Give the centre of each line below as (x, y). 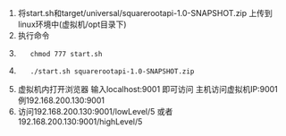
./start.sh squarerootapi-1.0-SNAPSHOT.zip (112, 72)
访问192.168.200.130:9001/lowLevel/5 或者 (95, 111)
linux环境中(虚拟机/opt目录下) (72, 24)
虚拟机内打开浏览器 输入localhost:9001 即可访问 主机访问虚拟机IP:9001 (148, 89)
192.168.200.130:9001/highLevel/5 (80, 122)
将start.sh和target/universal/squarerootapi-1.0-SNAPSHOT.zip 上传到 (145, 13)
